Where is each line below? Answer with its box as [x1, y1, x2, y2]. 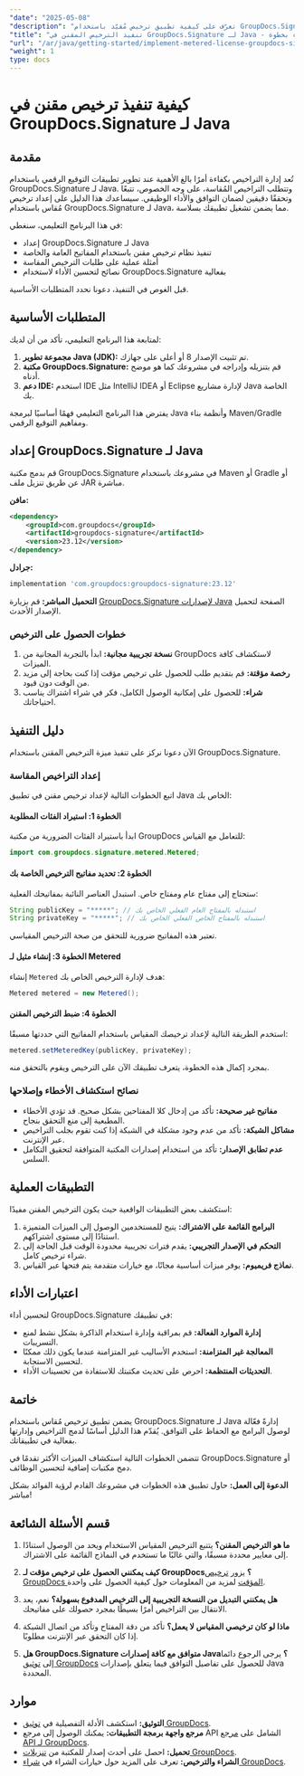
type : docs [9, 55, 51, 64]
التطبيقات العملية [9, 1180, 95, 1195]
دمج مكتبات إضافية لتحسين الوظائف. [9, 1462, 133, 1473]
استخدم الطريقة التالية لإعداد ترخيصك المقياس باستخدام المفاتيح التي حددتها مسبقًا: [9, 1028, 289, 1039]
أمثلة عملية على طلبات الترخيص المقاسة [22, 257, 159, 267]
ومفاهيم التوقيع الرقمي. [9, 417, 89, 428]
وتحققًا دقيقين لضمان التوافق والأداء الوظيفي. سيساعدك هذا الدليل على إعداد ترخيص [9, 193, 292, 204]
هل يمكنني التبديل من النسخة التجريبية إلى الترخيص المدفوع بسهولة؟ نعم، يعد [22, 1594, 278, 1605]
